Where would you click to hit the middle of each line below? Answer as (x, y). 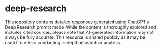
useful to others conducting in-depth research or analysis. (63, 42)
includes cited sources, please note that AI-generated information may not (79, 32)
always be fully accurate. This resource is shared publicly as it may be (75, 37)
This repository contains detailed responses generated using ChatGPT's (77, 22)
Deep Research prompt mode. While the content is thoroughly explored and (80, 27)
